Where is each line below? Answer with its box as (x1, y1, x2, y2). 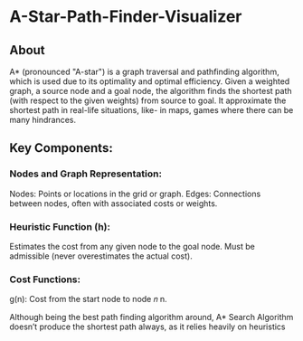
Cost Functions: (9, 273, 81, 286)
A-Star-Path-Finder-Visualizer (9, 6, 242, 27)
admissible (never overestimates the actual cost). (9, 251, 193, 261)
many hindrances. (9, 115, 77, 125)
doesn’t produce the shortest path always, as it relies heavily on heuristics (9, 321, 287, 332)
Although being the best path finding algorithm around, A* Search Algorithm (9, 312, 294, 323)
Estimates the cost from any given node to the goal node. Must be (9, 241, 255, 251)
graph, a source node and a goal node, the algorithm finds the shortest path (9, 86, 292, 96)
